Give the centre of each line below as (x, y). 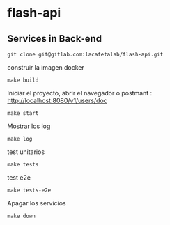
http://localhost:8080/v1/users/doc (57, 100)
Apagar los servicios (37, 203)
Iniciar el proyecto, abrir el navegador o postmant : (80, 93)
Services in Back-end (55, 39)
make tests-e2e (29, 190)
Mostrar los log (29, 126)
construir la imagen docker (46, 67)
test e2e (19, 178)
